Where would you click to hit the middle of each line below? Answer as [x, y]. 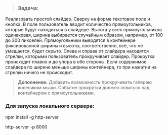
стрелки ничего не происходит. [39, 73]
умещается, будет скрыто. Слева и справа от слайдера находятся [77, 51]
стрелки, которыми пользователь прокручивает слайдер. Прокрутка [80, 56]
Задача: [28, 8]
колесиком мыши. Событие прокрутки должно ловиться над [83, 88]
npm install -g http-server [32, 117]
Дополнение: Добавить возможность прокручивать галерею [85, 82]
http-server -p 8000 [26, 127]
